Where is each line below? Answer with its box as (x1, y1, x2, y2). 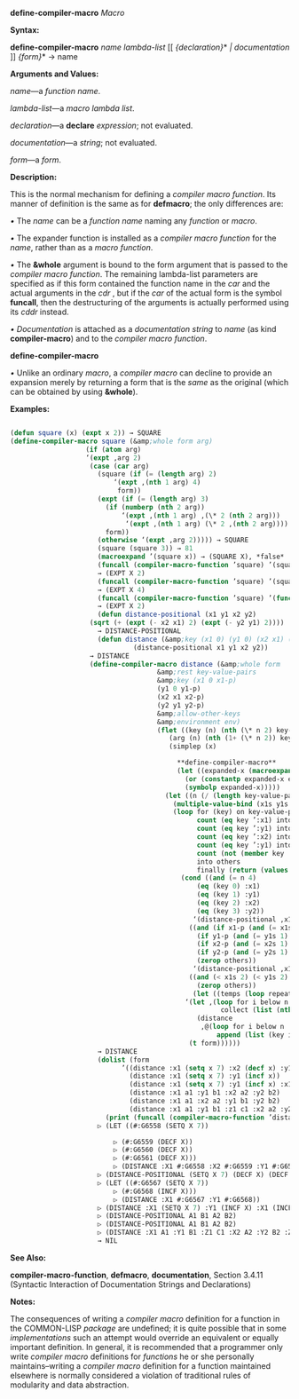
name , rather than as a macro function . (10, 242, 153, 252)
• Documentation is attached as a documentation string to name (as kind (10, 324, 277, 334)
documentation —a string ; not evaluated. (10, 138, 158, 147)
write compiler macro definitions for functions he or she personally (10, 1351, 255, 1362)
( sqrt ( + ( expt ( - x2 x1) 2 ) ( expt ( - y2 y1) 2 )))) (89, 619, 285, 628)
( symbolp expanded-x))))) (184, 783, 280, 792)
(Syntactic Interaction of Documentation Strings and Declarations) (10, 1278, 252, 1290)
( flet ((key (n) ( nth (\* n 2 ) (156, 725, 273, 735)
